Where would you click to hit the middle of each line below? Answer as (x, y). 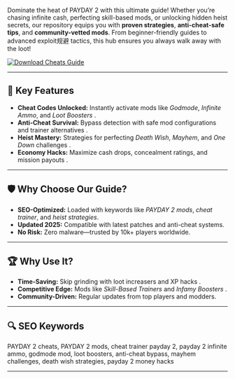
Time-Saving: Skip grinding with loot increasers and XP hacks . (109, 282)
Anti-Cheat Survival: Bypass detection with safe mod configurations (117, 123)
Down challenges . (44, 145)
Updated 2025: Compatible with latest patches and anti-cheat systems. (121, 224)
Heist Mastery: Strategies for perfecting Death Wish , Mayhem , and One (121, 137)
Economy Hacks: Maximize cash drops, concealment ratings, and (112, 152)
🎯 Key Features (41, 91)
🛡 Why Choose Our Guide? (67, 189)
